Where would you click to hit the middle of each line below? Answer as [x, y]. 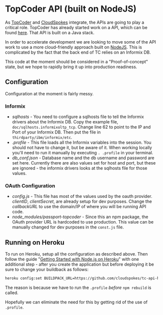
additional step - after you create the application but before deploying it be [80, 264]
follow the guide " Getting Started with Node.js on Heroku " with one [72, 259]
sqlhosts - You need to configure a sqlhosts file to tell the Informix [78, 117]
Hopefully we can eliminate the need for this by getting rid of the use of [76, 302]
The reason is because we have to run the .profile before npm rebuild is [78, 288]
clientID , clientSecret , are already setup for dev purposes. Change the [82, 201]
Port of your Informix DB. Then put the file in [56, 132]
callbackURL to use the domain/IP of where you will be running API [79, 207]
